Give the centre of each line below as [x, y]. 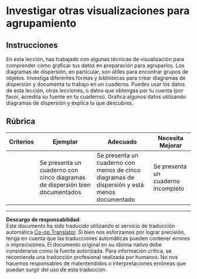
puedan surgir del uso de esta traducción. [57, 270]
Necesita [171, 138]
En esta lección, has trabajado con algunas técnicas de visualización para [95, 59]
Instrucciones [32, 45]
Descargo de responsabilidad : [43, 220]
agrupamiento [41, 23]
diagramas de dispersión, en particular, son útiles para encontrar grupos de [97, 72]
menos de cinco [118, 170]
